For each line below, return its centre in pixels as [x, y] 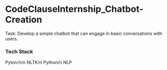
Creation [24, 20]
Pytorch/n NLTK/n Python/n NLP [39, 63]
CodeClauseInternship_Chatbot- [74, 9]
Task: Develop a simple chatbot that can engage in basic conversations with [84, 33]
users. [12, 39]
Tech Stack [19, 52]
